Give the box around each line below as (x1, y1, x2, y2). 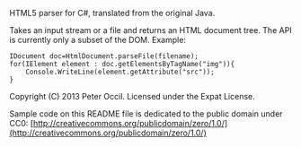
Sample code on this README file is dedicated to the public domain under (9, 108, 283, 119)
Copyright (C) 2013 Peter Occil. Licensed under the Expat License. (9, 91, 256, 101)
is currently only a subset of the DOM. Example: (9, 35, 187, 45)
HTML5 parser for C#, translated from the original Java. (9, 8, 216, 18)
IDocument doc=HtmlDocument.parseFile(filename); (9, 52, 199, 61)
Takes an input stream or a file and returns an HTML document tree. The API (9, 25, 292, 35)
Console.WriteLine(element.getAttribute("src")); (25, 67, 216, 76)
